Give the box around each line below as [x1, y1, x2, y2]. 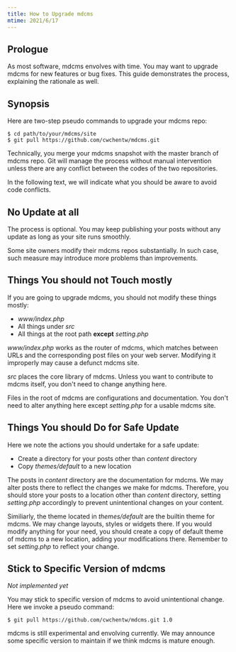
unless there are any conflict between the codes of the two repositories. [7, 164, 218, 173]
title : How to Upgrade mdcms [7, 10, 94, 18]
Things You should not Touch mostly [7, 274, 172, 286]
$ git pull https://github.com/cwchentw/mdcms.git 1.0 [7, 616, 173, 624]
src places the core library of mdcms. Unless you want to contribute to [7, 372, 214, 381]
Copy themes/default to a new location [17, 462, 132, 470]
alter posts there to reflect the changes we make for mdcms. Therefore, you [7, 483, 229, 491]
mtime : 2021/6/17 [7, 17, 59, 24]
